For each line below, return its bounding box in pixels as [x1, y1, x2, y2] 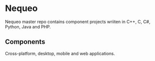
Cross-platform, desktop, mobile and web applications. [5, 50, 115, 56]
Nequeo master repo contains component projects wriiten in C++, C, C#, [5, 19, 151, 24]
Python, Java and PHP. [5, 24, 51, 29]
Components [5, 38, 45, 46]
